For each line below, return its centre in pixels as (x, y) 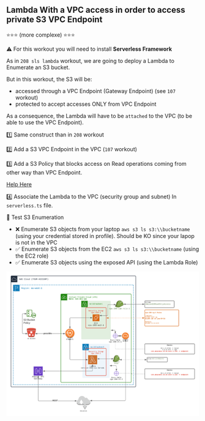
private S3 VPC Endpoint (54, 20)
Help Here (19, 184)
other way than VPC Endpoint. (44, 172)
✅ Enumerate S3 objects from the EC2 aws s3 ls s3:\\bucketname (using (107, 249)
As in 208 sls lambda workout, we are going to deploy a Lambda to (90, 61)
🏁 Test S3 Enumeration (35, 217)
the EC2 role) (32, 256)
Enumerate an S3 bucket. (38, 67)
